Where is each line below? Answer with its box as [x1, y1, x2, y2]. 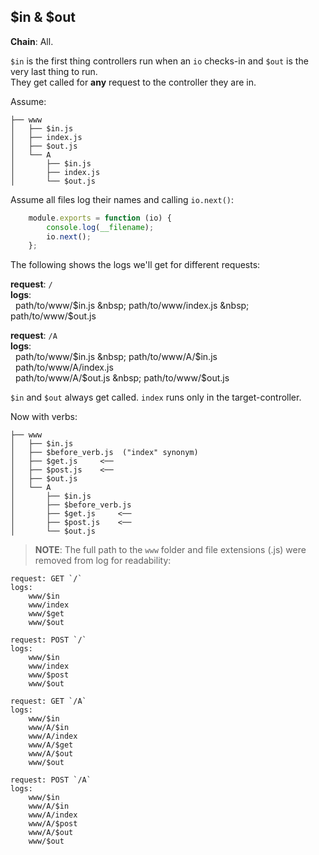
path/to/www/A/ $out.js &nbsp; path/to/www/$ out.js [14, 372, 230, 384]
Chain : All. [10, 35, 54, 47]
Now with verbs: [10, 411, 78, 423]
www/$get [28, 609, 65, 619]
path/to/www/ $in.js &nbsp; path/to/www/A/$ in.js [14, 351, 218, 363]
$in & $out [10, 9, 76, 26]
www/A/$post [28, 819, 78, 829]
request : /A [10, 330, 58, 342]
